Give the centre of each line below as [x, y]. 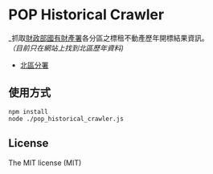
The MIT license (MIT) [45, 163]
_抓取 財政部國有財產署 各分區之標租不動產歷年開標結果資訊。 [109, 38]
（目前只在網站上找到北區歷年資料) [66, 48]
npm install [28, 111]
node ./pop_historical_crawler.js [66, 119]
